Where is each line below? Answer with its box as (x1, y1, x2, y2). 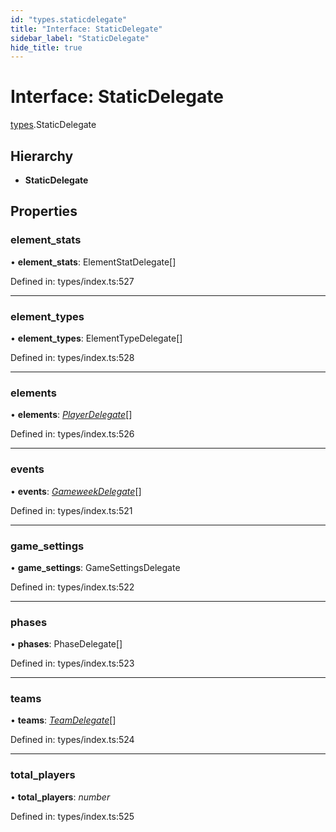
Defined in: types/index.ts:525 (10, 810, 135, 822)
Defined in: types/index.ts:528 (10, 351, 135, 363)
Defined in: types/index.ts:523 (10, 657, 135, 670)
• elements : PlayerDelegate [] (10, 409, 133, 421)
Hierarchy (10, 147, 74, 165)
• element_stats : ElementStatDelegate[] (10, 256, 177, 268)
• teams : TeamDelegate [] (10, 714, 117, 726)
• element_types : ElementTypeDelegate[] (10, 332, 183, 344)
